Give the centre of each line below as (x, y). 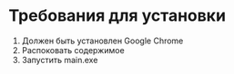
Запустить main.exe (60, 60)
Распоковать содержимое (73, 50)
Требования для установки (117, 16)
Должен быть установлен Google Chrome (102, 41)
